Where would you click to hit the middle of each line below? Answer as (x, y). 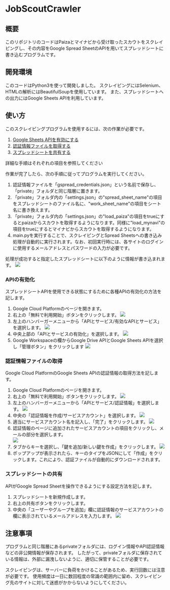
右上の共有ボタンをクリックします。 (50, 503)
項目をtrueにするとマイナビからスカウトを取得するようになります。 (83, 229)
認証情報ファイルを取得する (42, 146)
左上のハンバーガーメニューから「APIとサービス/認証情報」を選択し (83, 403)
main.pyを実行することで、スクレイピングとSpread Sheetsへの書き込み (87, 235)
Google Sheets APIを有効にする (45, 140)
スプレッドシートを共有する (42, 152)
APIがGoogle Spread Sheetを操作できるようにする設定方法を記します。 (80, 486)
